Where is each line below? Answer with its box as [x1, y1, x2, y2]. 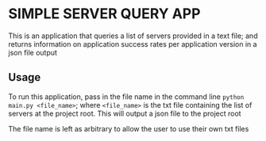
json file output [8, 48, 58, 57]
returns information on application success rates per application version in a [8, 39, 257, 48]
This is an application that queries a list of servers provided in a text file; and [8, 31, 258, 40]
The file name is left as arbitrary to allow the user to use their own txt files [8, 124, 249, 133]
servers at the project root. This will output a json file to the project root [8, 109, 241, 118]
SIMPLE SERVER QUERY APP [8, 5, 201, 23]
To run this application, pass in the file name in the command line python [8, 92, 245, 101]
